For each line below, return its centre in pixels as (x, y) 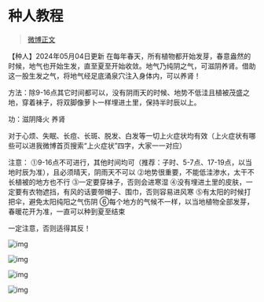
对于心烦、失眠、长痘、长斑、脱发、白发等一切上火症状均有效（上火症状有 (128, 135)
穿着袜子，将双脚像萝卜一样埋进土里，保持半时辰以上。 (111, 102)
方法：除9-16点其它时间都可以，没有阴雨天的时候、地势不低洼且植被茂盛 (126, 92)
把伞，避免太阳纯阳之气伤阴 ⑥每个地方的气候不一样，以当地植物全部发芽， (131, 201)
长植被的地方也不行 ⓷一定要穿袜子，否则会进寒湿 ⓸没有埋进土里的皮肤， (127, 182)
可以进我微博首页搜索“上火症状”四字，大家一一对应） (101, 145)
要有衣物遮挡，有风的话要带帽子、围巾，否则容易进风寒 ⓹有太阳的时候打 (133, 192)
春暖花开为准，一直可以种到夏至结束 (67, 211)
